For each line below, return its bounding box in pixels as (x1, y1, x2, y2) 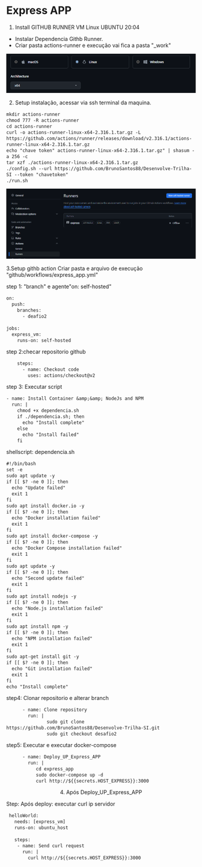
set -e (6, 467, 23, 473)
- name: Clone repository (22, 707, 87, 713)
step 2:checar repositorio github (6, 348, 86, 356)
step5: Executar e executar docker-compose (6, 742, 117, 749)
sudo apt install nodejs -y (6, 593, 77, 600)
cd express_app (35, 766, 74, 772)
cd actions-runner (6, 123, 52, 130)
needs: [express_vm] (14, 819, 66, 825)
